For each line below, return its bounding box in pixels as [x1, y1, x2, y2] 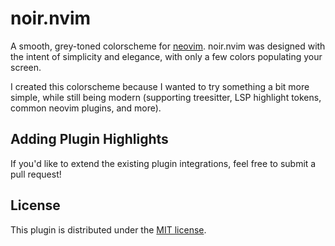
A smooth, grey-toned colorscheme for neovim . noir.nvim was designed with [10, 40, 326, 52]
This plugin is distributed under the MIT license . [10, 223, 207, 236]
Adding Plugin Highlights [10, 131, 169, 148]
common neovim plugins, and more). [10, 102, 162, 114]
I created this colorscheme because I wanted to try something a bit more [10, 80, 310, 92]
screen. [10, 61, 42, 73]
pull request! [10, 168, 62, 180]
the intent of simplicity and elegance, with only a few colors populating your [10, 50, 323, 62]
